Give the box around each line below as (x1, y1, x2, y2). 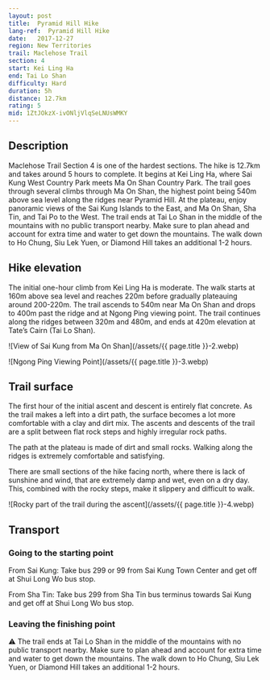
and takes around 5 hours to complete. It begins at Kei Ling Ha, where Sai (8, 169, 252, 178)
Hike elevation (8, 261, 82, 275)
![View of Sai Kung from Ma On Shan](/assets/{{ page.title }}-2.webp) (8, 340, 239, 351)
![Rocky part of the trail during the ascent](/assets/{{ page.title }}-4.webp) (8, 499, 255, 509)
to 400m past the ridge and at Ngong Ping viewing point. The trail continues (8, 308, 261, 318)
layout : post (8, 11, 52, 20)
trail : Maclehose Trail (8, 49, 89, 57)
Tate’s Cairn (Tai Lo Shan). (8, 325, 96, 335)
